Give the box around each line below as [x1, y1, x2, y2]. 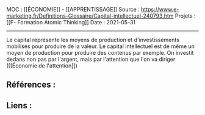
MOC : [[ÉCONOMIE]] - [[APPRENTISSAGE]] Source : [6, 6, 140, 13]
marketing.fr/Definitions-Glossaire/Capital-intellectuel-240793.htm [6, 12, 174, 19]
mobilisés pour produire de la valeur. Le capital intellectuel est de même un [6, 43, 195, 50]
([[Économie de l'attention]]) [6, 62, 78, 69]
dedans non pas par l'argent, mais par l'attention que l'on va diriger [6, 55, 176, 63]
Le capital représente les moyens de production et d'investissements [6, 37, 180, 43]
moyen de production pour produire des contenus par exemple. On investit [6, 49, 194, 56]
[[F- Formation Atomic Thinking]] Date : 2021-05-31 [6, 19, 136, 26]
